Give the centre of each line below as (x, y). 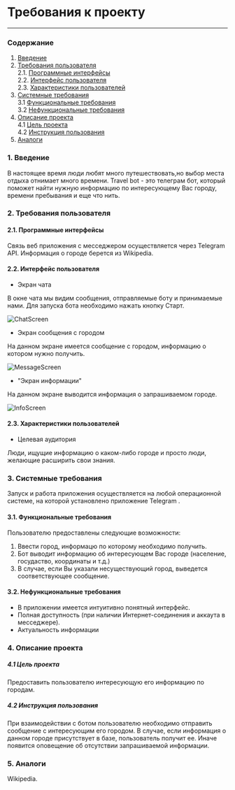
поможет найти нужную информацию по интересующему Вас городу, (112, 188)
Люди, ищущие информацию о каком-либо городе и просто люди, (107, 453)
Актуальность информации (58, 629)
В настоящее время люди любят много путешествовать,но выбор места (116, 173)
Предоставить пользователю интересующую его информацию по (106, 682)
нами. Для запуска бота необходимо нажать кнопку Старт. (96, 306)
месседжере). (39, 622)
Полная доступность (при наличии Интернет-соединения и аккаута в (121, 615)
